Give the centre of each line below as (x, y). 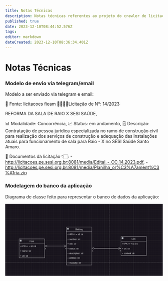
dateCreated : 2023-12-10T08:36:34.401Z (47, 43)
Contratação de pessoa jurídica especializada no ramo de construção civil (82, 131)
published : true (22, 21)
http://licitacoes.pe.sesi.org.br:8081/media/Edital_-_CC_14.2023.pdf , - (77, 162)
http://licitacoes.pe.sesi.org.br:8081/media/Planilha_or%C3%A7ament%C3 (82, 167)
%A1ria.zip (16, 173)
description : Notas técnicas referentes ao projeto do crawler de (76, 16)
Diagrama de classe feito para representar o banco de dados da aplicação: (82, 197)
